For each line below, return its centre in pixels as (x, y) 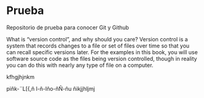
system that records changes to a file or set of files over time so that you (98, 46)
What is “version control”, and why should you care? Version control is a (97, 39)
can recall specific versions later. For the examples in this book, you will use (102, 52)
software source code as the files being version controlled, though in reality (102, 58)
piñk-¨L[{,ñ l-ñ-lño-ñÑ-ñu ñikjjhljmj (51, 88)
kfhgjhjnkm (21, 77)
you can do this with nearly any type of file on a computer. (80, 65)
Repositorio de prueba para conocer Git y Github (68, 27)
